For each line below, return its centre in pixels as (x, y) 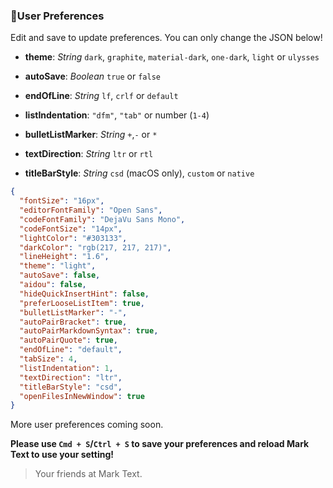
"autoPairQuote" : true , (68, 340)
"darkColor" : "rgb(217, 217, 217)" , (95, 247)
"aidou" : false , (53, 285)
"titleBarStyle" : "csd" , (71, 387)
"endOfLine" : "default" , (71, 350)
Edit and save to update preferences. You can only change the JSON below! (166, 38)
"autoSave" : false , (60, 275)
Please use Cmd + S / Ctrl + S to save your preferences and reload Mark (160, 444)
